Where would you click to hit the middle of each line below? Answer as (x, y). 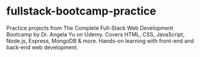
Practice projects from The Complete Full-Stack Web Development (90, 28)
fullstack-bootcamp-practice (81, 11)
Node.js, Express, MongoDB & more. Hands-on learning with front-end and (100, 41)
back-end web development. (42, 47)
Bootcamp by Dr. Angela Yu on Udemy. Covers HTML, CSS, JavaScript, (95, 34)
